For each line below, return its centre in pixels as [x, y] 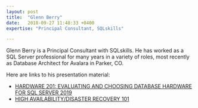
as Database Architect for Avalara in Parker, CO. [65, 63]
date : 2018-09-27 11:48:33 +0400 [50, 23]
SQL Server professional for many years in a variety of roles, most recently [98, 57]
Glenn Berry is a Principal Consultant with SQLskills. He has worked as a [95, 51]
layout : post [22, 12]
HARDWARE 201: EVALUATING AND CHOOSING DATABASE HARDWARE [103, 87]
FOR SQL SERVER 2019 [44, 92]
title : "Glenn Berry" [34, 17]
